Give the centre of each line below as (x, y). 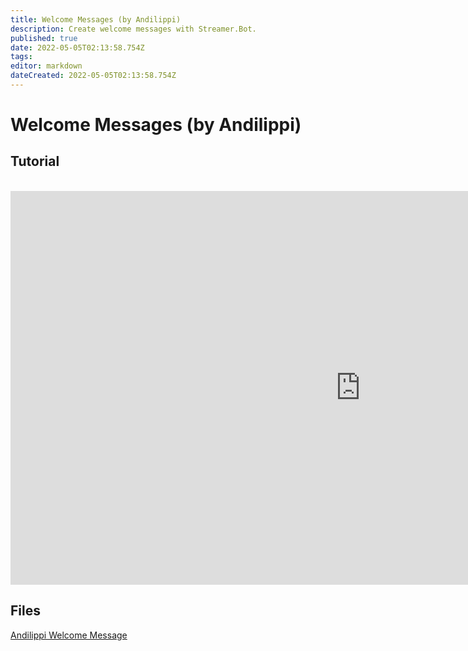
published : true (44, 38)
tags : (21, 57)
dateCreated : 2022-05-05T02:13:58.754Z (93, 76)
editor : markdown (46, 66)
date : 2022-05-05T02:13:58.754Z (77, 47)
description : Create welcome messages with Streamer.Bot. (133, 29)
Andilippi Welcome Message (69, 635)
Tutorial (35, 161)
